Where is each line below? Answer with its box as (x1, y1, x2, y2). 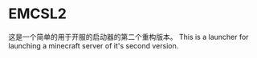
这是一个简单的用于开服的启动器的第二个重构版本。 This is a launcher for (8, 32, 249, 41)
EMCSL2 (8, 5, 67, 23)
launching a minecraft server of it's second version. (8, 41, 179, 50)
